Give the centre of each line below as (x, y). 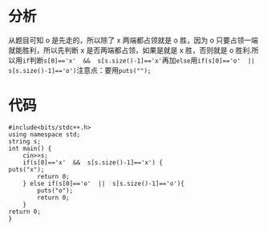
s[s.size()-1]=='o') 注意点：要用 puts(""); (80, 70)
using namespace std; (44, 134)
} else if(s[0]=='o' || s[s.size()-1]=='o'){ (103, 184)
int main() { (30, 148)
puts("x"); (26, 169)
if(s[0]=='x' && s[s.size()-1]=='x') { (93, 162)
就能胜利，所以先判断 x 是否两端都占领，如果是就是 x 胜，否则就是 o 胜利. (130, 50)
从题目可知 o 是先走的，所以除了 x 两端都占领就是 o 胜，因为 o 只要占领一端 (133, 40)
